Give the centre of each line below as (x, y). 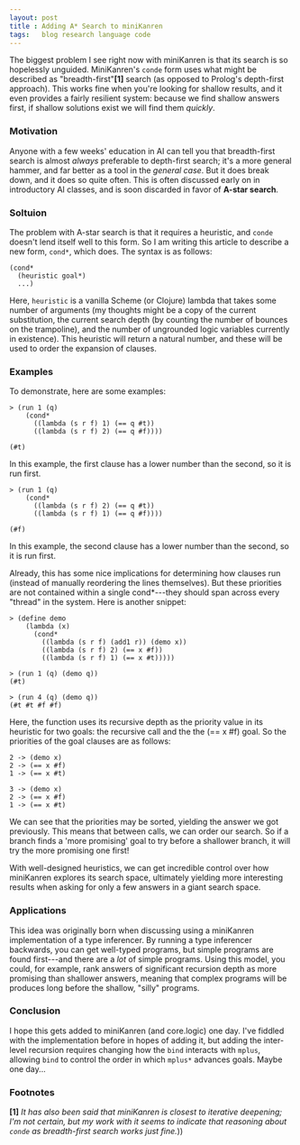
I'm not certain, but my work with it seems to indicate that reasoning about (148, 1122)
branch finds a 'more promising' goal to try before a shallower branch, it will (150, 841)
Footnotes (32, 1092)
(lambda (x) (48, 627)
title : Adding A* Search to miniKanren (86, 26)
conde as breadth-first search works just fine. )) (96, 1131)
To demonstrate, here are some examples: (88, 391)
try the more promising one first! (69, 851)
